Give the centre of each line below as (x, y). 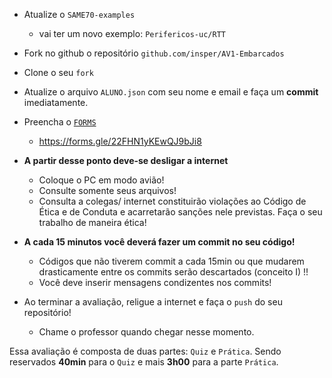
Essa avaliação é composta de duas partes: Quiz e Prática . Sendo (145, 351)
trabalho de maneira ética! (92, 222)
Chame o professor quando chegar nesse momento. (146, 332)
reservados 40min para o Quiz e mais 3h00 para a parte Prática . (144, 362)
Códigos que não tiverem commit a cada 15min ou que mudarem (171, 261)
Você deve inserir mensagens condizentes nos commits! (155, 282)
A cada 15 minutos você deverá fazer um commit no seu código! (159, 242)
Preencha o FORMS (60, 122)
